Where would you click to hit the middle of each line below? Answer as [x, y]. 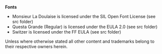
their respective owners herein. [36, 46]
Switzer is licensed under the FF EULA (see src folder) [67, 32]
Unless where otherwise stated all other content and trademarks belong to [80, 41]
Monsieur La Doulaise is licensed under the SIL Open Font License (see [84, 16]
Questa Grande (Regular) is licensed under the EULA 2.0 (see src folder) [85, 27]
